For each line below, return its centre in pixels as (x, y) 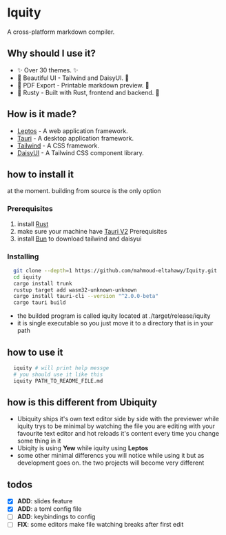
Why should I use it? (52, 53)
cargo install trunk (43, 283)
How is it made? (42, 114)
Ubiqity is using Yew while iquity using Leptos (83, 448)
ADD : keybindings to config (56, 517)
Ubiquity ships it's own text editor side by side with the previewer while (118, 419)
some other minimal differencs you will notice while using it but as (111, 456)
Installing (23, 256)
